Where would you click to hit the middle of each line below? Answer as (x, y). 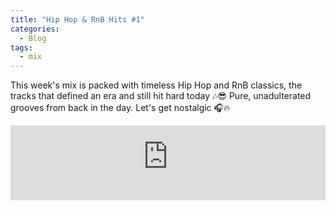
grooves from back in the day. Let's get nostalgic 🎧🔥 (120, 108)
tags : (21, 47)
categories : (35, 29)
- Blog (33, 38)
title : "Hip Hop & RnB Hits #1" (77, 19)
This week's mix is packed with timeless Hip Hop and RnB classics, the (156, 85)
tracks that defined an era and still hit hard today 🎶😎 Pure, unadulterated (161, 96)
